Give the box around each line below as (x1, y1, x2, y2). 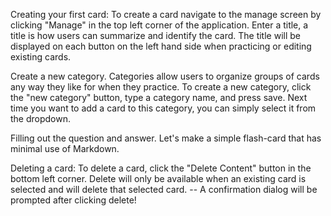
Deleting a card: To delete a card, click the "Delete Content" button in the (10, 162, 312, 174)
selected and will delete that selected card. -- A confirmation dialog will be (10, 184, 318, 195)
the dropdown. (10, 113, 72, 124)
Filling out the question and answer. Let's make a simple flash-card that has (10, 132, 322, 144)
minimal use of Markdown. (10, 143, 120, 154)
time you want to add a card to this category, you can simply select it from (10, 102, 317, 114)
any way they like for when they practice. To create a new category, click (10, 81, 312, 93)
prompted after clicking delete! (10, 194, 137, 206)
